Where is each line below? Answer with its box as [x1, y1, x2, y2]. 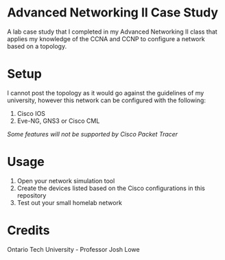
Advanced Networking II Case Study [7, 5, 218, 21]
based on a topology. [7, 42, 67, 50]
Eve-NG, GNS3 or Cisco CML [16, 117, 100, 125]
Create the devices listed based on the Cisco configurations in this [16, 184, 206, 192]
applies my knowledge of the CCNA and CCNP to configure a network [7, 34, 205, 43]
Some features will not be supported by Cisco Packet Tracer [7, 130, 178, 138]
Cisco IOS [16, 109, 46, 117]
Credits [7, 223, 50, 238]
